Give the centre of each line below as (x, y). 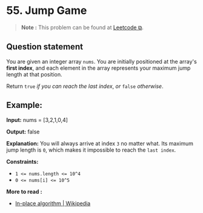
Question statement (45, 47)
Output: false (23, 132)
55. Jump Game (47, 11)
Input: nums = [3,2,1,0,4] (37, 120)
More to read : (24, 191)
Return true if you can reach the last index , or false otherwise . (85, 86)
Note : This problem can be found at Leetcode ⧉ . (82, 27)
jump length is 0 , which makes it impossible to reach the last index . (91, 150)
